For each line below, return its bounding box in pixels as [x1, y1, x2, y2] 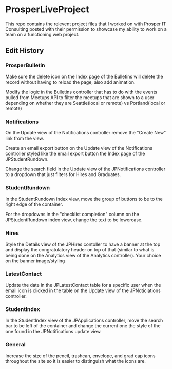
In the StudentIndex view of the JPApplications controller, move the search [5, 317, 163, 324]
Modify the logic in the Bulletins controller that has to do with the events [5, 89, 158, 95]
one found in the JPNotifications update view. [5, 328, 102, 335]
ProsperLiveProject [5, 4, 90, 15]
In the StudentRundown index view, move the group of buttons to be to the [5, 196, 163, 202]
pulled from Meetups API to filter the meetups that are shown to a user [5, 94, 155, 101]
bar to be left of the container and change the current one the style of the [5, 323, 161, 329]
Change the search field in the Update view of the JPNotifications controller [5, 166, 166, 172]
